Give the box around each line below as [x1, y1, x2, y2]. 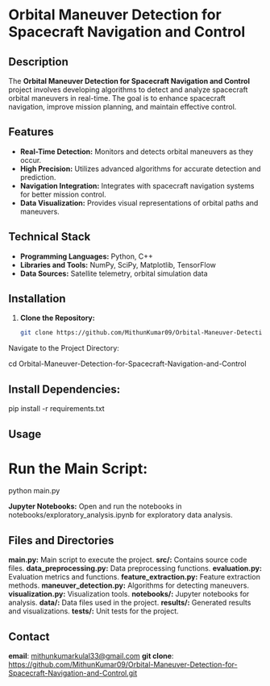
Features [8, 125, 54, 139]
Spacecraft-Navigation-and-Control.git [8, 668, 138, 678]
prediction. [19, 172, 56, 182]
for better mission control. [19, 189, 106, 199]
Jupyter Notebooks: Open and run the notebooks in [8, 501, 182, 511]
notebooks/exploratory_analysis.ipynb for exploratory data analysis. [8, 510, 233, 520]
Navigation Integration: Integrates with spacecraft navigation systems [19, 181, 255, 190]
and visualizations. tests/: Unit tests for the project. [8, 606, 179, 616]
